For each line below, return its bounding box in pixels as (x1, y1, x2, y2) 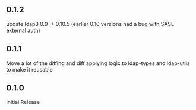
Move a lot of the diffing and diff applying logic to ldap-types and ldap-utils (6, 59, 190, 67)
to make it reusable (6, 66, 53, 73)
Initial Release (6, 99, 40, 106)
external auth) (6, 27, 40, 34)
